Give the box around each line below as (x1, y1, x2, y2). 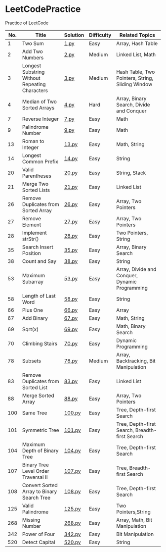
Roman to (22, 138, 44, 145)
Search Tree (22, 494, 51, 501)
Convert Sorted (22, 482, 58, 489)
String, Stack (116, 169, 146, 176)
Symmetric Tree (22, 427, 59, 434)
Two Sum (22, 40, 44, 47)
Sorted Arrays (22, 104, 55, 111)
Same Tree (22, 409, 47, 416)
